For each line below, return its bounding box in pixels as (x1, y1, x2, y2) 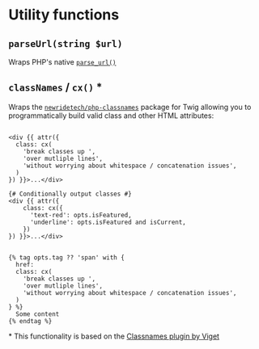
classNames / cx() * (8, 81, 103, 95)
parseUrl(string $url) (8, 38, 123, 49)
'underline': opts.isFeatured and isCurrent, (29, 218, 186, 226)
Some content (15, 309, 60, 318)
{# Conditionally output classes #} (8, 190, 132, 198)
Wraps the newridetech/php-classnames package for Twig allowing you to (8, 102, 252, 111)
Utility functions (8, 6, 120, 24)
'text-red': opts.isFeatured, (29, 211, 132, 219)
